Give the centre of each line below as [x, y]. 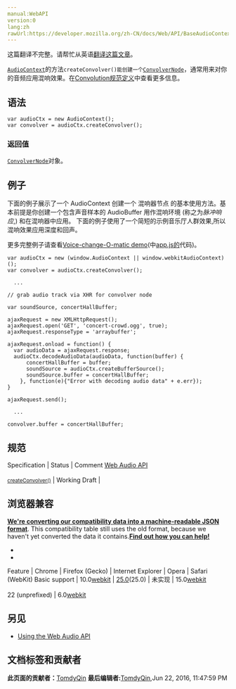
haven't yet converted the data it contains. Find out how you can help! [109, 536]
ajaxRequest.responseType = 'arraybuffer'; [72, 332]
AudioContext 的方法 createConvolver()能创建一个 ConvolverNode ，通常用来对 [114, 69]
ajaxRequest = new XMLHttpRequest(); [63, 320]
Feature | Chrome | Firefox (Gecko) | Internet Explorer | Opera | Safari [107, 571]
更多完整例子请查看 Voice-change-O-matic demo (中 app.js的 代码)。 [104, 245]
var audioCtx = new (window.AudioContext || [73, 258]
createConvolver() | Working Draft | [54, 480]
